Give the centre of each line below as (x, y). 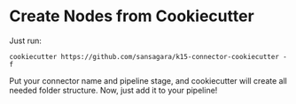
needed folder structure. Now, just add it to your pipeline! (113, 90)
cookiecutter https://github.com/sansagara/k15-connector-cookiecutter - (148, 56)
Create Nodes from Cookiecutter (132, 16)
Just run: (26, 41)
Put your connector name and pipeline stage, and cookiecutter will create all (148, 80)
